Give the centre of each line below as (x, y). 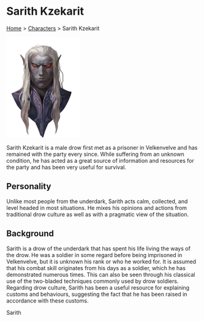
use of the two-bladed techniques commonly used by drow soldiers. (93, 281)
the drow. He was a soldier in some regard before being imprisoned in (94, 255)
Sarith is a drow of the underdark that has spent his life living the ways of (99, 248)
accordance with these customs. (47, 300)
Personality (29, 186)
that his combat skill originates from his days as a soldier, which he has (96, 268)
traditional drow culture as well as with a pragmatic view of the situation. (97, 214)
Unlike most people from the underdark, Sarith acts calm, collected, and (97, 201)
